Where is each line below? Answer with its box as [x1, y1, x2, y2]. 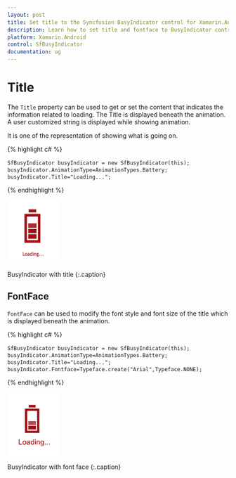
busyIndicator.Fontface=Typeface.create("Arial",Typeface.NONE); [7, 366, 202, 373]
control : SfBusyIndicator [7, 41, 83, 49]
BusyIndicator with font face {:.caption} [7, 463, 122, 471]
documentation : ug [7, 49, 61, 56]
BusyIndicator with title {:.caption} [7, 270, 106, 278]
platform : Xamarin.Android [7, 34, 86, 41]
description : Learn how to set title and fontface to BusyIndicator [7, 26, 212, 33]
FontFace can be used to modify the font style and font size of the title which [7, 309, 228, 318]
